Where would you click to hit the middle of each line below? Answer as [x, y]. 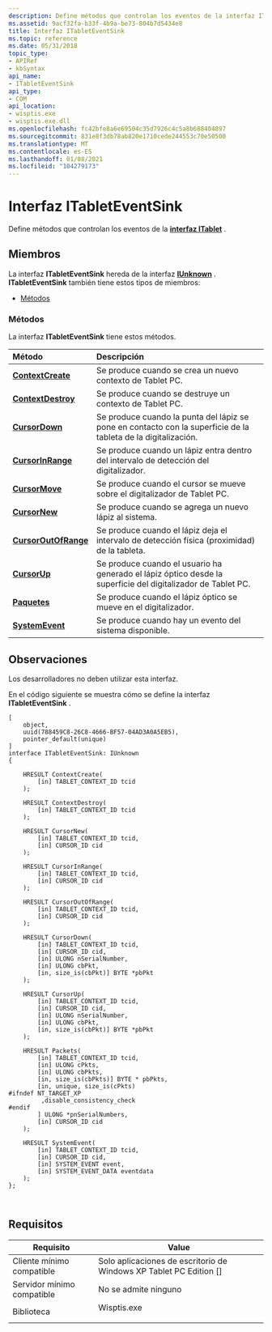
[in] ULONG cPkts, [68, 1065]
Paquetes [31, 602]
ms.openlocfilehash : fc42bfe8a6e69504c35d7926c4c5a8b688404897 [117, 129]
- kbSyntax [27, 69]
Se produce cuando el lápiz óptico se [167, 598]
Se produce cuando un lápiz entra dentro [174, 450]
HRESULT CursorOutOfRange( [68, 902]
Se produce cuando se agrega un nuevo [172, 507]
